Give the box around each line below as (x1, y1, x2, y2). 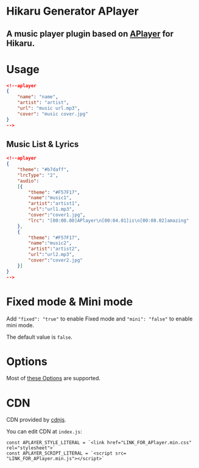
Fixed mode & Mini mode (6, 294, 133, 308)
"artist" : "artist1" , (28, 200, 80, 207)
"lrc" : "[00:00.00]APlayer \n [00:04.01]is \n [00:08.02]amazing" (28, 218, 189, 224)
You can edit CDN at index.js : (6, 428, 82, 435)
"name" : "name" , (17, 94, 59, 100)
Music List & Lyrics (6, 139, 79, 149)
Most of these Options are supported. (6, 375, 101, 382)
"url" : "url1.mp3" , (28, 206, 75, 213)
